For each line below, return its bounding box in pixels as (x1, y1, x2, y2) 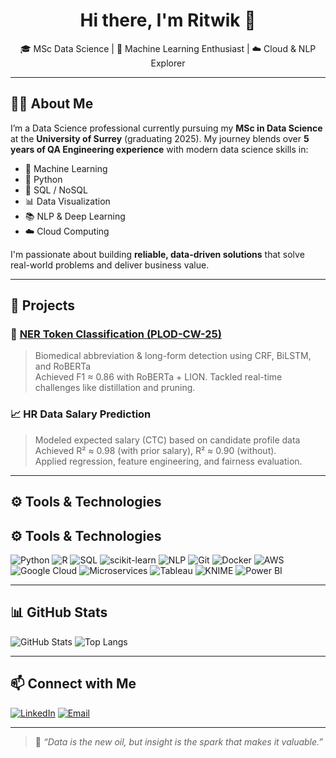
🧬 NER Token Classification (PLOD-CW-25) (10, 327, 222, 341)
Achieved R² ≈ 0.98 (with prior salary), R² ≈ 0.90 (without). (34, 444, 277, 456)
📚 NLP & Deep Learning (24, 210, 126, 222)
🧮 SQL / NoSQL (24, 184, 88, 196)
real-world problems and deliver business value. (10, 259, 210, 271)
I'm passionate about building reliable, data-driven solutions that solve (10, 248, 305, 260)
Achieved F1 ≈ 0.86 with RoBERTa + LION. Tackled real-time (34, 371, 283, 383)
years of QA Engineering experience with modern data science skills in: (10, 143, 309, 155)
